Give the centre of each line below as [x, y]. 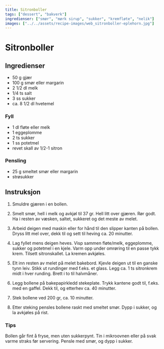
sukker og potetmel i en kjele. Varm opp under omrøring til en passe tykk [85, 248]
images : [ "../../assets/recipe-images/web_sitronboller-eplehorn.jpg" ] [80, 23]
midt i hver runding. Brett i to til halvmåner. [55, 273]
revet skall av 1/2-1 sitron [37, 148]
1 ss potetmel [25, 143]
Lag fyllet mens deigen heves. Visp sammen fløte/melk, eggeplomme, [82, 243]
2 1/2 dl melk [25, 88]
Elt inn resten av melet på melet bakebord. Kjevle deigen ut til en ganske [85, 263]
